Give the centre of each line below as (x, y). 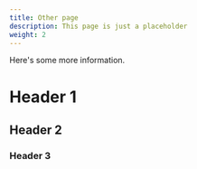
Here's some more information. (67, 61)
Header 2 (36, 130)
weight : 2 (28, 34)
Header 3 (30, 155)
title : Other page (44, 18)
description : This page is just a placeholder (98, 26)
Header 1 (43, 97)
